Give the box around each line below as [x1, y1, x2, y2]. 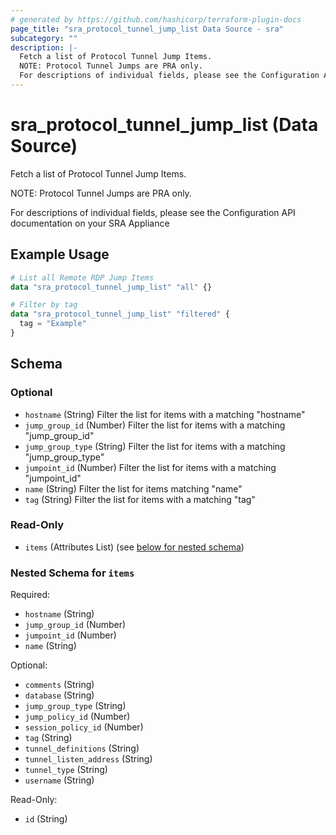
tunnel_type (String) [24, 764, 108, 776]
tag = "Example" [19, 319, 87, 329]
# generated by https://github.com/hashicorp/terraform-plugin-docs [10, 14, 302, 25]
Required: [10, 589, 51, 601]
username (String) [24, 774, 95, 786]
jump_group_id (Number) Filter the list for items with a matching [24, 419, 286, 431]
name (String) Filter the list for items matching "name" [24, 482, 243, 495]
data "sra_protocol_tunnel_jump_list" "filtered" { [10, 309, 230, 320]
